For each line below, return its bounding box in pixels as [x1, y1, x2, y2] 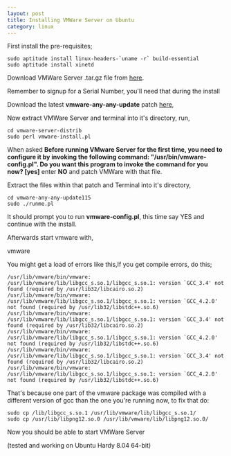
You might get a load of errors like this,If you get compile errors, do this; [7, 261, 212, 269]
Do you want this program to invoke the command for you [39, 160, 208, 168]
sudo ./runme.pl [7, 200, 54, 208]
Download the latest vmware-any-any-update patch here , [7, 100, 174, 109]
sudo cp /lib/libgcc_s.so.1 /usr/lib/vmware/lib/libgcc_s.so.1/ [7, 410, 196, 416]
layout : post [7, 10, 45, 17]
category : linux [7, 23, 54, 30]
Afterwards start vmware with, [7, 234, 93, 242]
